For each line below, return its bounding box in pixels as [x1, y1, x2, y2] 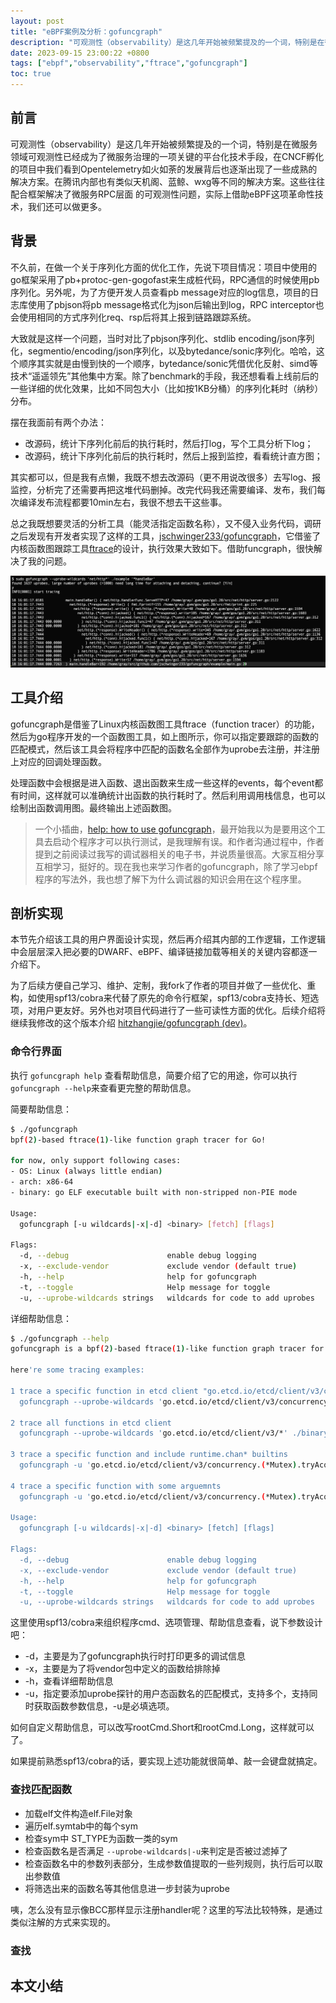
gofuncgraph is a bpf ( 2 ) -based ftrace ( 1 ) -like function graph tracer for [10, 1344, 325, 1354]
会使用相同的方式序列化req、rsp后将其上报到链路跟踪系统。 [10, 311, 257, 323]
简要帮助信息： [10, 1103, 72, 1115]
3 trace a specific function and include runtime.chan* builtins [10, 1450, 288, 1460]
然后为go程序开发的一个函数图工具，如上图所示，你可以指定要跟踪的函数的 [10, 730, 319, 742]
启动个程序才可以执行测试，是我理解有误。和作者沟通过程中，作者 [52, 835, 325, 847]
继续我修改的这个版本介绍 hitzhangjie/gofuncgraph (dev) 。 [10, 1017, 253, 1029]
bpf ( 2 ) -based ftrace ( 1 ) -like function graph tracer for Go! [10, 1135, 267, 1145]
